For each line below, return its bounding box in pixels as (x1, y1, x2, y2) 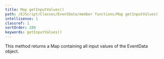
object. (5, 48, 20, 54)
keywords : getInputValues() (5, 30, 62, 35)
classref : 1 (5, 20, 29, 26)
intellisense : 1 (5, 16, 38, 21)
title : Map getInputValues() (5, 7, 64, 12)
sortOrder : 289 (5, 25, 36, 30)
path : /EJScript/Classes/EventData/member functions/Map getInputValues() (5, 12, 161, 17)
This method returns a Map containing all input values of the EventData (5, 43, 148, 49)
